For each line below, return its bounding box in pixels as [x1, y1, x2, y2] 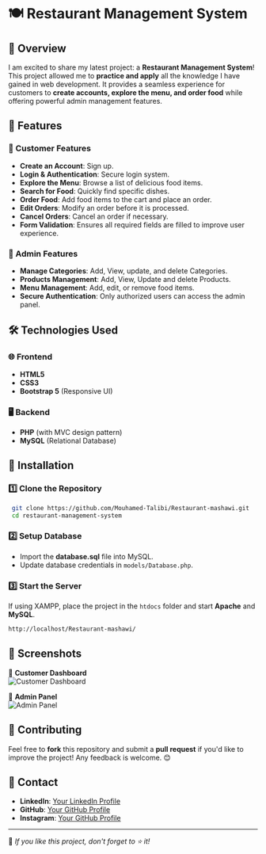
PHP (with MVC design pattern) [19, 427, 123, 437]
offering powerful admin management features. [8, 97, 162, 105]
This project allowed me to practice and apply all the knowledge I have [8, 71, 240, 80]
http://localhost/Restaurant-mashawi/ [8, 625, 136, 633]
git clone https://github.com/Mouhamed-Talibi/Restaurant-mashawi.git [11, 504, 249, 512]
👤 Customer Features [8, 143, 92, 154]
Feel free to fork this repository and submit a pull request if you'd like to [8, 744, 244, 753]
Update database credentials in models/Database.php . [19, 560, 194, 570]
